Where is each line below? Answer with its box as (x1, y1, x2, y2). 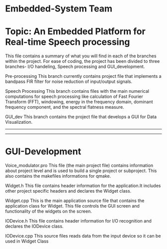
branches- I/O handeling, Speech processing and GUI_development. (5, 63, 145, 70)
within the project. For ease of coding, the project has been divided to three (5, 58, 160, 64)
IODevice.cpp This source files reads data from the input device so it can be (5, 233, 161, 239)
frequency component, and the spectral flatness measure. (5, 104, 124, 110)
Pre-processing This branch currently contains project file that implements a (5, 73, 162, 79)
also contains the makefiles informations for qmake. (5, 173, 111, 179)
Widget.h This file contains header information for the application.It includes (5, 183, 161, 189)
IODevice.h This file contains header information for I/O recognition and (5, 218, 152, 224)
